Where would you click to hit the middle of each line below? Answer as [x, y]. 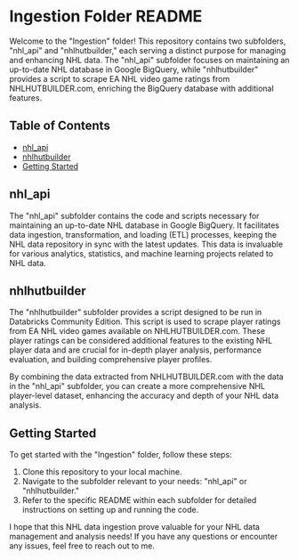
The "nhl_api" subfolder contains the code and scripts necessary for [134, 215]
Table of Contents [60, 126]
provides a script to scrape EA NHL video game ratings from [120, 78]
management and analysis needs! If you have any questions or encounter [144, 537]
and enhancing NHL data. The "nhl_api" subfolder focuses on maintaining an [149, 60]
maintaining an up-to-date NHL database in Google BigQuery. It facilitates [145, 225]
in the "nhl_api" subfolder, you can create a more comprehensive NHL [137, 386]
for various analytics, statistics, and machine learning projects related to [141, 253]
